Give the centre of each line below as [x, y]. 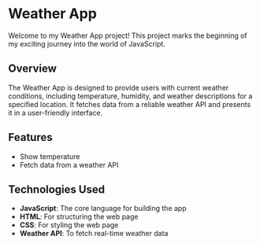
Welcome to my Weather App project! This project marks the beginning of [128, 35]
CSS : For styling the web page [69, 225]
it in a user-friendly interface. [56, 113]
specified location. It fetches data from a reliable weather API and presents [130, 104]
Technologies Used [56, 189]
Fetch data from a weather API [69, 165]
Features [30, 137]
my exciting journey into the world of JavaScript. [87, 43]
